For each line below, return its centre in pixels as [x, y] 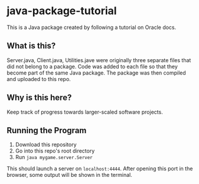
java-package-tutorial [62, 11]
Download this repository [46, 145]
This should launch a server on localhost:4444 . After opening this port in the [100, 169]
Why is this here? [39, 98]
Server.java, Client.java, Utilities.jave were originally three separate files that [99, 60]
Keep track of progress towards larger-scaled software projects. [85, 112]
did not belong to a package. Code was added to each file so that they [92, 66]
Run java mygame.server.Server [54, 157]
